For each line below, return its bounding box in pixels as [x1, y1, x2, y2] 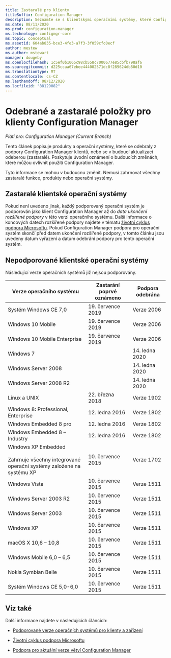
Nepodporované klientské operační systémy [5, 256, 149, 265]
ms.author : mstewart [5, 50, 49, 55]
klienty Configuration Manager [5, 116, 138, 128]
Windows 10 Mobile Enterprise [8, 336, 82, 343]
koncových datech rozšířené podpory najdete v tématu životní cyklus [5, 219, 150, 225]
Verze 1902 [132, 394, 161, 402]
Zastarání [96, 281, 120, 289]
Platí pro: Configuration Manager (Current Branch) [5, 133, 111, 139]
